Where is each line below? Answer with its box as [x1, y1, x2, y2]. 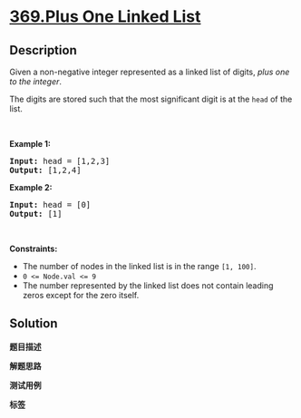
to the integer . [9, 76, 62, 87]
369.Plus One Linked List [9, 6, 201, 27]
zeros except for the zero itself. [22, 290, 140, 300]
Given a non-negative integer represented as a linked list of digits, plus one [9, 66, 290, 77]
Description [9, 43, 77, 58]
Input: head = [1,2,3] [9, 156, 111, 166]
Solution [9, 316, 58, 332]
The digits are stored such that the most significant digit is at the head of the [9, 93, 293, 104]
